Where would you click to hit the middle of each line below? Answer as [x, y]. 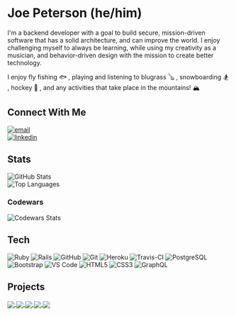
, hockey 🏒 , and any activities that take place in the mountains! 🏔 [104, 87]
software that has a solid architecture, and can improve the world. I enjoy [114, 40]
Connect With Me [47, 112]
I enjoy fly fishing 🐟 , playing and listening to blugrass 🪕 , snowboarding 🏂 [118, 77]
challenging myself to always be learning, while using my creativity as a [112, 47]
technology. [25, 62]
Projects [26, 287]
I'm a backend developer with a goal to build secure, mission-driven [106, 33]
